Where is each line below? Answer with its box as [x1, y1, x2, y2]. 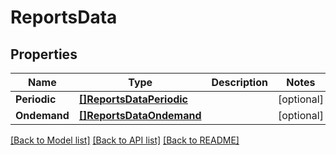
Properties [10, 46, 78, 63]
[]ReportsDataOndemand [78, 109, 202, 122]
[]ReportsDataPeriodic [78, 92, 189, 106]
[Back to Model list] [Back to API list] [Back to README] [10, 134, 240, 146]
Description [211, 76, 268, 89]
